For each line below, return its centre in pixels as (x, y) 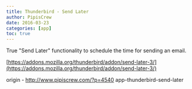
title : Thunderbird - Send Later (48, 12)
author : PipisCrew (29, 17)
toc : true (18, 34)
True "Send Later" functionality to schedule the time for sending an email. (96, 50)
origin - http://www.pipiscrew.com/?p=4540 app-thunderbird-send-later (95, 80)
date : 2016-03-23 (28, 23)
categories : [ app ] (29, 28)
